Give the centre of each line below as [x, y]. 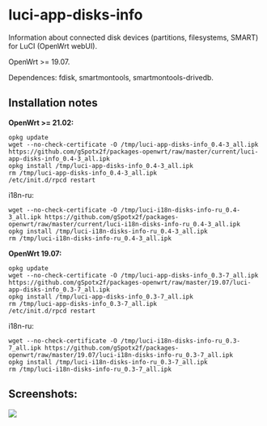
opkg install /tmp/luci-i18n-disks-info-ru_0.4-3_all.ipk [108, 231]
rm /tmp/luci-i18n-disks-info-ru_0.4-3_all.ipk [90, 238]
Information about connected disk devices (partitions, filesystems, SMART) [133, 37]
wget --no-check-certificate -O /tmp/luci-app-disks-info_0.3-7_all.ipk [133, 275]
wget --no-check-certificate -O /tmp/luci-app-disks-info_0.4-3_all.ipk [133, 144]
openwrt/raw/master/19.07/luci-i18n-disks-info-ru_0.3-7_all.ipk [121, 355]
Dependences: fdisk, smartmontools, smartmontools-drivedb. [111, 77]
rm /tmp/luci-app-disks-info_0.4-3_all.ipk [83, 173]
